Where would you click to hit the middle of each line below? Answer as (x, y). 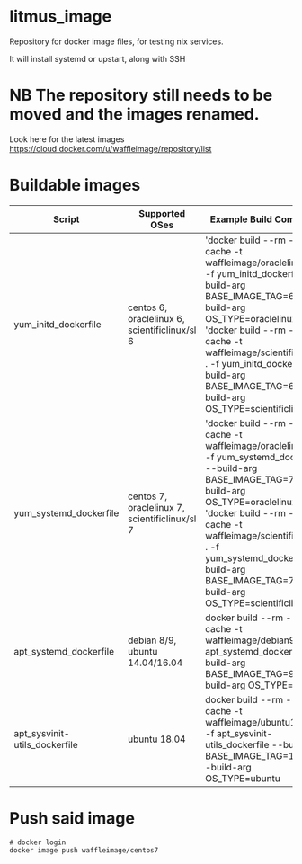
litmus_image (61, 17)
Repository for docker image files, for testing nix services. (116, 41)
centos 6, (147, 307)
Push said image (72, 818)
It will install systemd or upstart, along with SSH (98, 58)
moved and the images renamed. (134, 115)
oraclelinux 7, (156, 507)
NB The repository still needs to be (141, 95)
